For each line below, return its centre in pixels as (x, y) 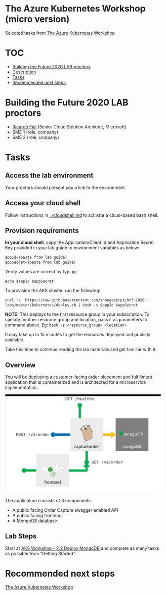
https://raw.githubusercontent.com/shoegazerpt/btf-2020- (86, 300)
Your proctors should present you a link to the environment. (66, 187)
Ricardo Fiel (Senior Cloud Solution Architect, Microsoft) (69, 126)
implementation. (21, 388)
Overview (21, 365)
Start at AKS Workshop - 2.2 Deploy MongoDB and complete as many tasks (82, 548)
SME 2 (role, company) (36, 137)
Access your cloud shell (43, 203)
